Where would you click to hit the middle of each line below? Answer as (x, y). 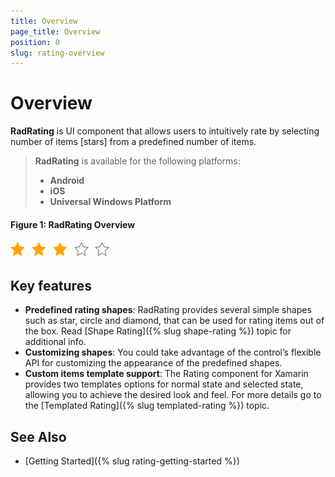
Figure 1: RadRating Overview (73, 224)
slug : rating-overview (57, 53)
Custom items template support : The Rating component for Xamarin (166, 374)
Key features (51, 285)
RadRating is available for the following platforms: (137, 161)
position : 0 (35, 42)
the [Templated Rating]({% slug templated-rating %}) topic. (147, 406)
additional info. (55, 342)
